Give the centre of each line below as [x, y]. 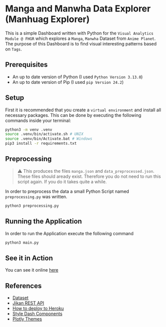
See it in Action [29, 258]
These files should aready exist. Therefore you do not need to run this [89, 176]
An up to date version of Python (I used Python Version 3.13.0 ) [78, 77]
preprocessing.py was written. [36, 196]
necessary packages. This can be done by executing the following [73, 115]
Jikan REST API [28, 303]
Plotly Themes [27, 319]
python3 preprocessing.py [32, 206]
